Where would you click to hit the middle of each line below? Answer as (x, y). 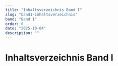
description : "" (22, 33)
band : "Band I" (21, 19)
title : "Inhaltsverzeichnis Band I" (44, 10)
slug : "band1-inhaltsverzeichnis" (42, 14)
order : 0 (14, 24)
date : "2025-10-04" (26, 28)
